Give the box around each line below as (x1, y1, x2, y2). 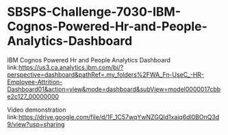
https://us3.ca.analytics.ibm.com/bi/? (18, 63, 124, 71)
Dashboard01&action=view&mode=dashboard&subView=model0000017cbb (7, 85, 221, 93)
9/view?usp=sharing (7, 120, 65, 128)
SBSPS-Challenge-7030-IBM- (7, 4, 181, 20)
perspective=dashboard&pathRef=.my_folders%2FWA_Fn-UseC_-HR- (7, 70, 204, 79)
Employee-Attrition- (7, 77, 63, 86)
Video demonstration (7, 106, 66, 114)
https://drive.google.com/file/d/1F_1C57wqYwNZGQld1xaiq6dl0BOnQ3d (18, 112, 220, 121)
